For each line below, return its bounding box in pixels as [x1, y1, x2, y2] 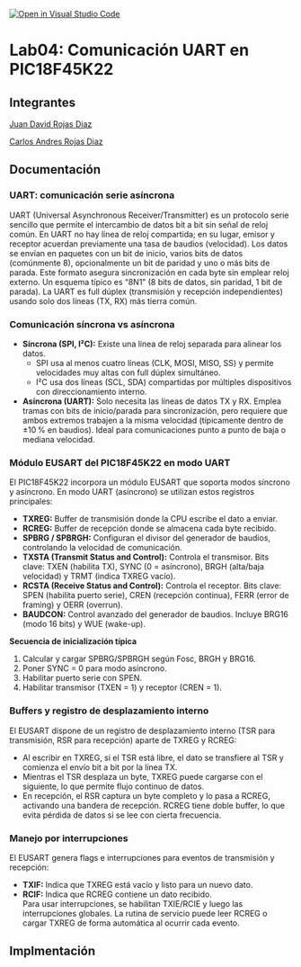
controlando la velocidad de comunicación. [22, 542, 182, 553]
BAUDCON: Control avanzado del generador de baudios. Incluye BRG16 [22, 609, 289, 620]
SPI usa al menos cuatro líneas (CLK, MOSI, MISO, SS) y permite [35, 357, 274, 368]
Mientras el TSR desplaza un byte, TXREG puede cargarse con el [22, 771, 263, 782]
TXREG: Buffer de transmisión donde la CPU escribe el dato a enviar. [22, 514, 279, 524]
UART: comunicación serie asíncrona [9, 189, 175, 201]
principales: [9, 496, 53, 507]
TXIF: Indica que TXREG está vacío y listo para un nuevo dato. [22, 879, 253, 890]
